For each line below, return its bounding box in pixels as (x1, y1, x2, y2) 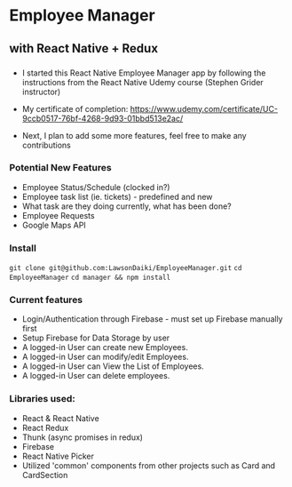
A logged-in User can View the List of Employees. (21, 361, 204, 371)
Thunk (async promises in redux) (21, 432, 144, 443)
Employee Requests (21, 210, 95, 220)
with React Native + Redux (9, 41, 158, 56)
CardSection (21, 469, 68, 480)
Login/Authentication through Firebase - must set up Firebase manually (21, 314, 283, 324)
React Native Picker (21, 451, 95, 461)
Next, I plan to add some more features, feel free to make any (21, 130, 247, 140)
